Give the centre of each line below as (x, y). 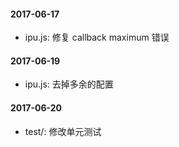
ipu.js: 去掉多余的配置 (69, 84)
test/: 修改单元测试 (63, 131)
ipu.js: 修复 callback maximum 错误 (97, 37)
